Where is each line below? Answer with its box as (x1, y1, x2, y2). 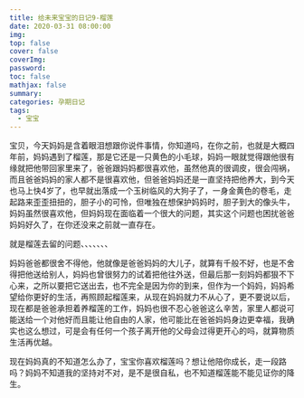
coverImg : (9, 55, 47, 64)
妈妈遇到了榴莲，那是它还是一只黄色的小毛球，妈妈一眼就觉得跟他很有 (33, 151, 295, 163)
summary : (9, 89, 43, 98)
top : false (9, 38, 51, 48)
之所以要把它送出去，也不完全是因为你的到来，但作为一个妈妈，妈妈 (33, 280, 287, 291)
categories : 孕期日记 (9, 97, 86, 107)
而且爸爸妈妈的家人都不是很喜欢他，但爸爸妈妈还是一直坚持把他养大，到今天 (9, 174, 295, 185)
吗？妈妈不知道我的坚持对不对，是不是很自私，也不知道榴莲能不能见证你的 (9, 367, 287, 378)
